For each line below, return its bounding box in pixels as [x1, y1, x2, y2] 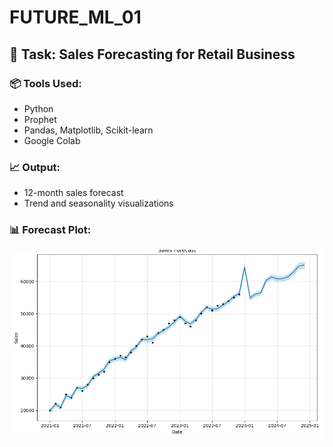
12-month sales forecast [23, 187, 124, 199]
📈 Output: [9, 160, 61, 174]
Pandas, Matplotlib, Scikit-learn [23, 124, 154, 136]
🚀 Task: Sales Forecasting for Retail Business [9, 46, 296, 63]
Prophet [23, 113, 57, 125]
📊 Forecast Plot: [9, 223, 92, 237]
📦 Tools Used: [9, 76, 82, 90]
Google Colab [23, 134, 81, 146]
